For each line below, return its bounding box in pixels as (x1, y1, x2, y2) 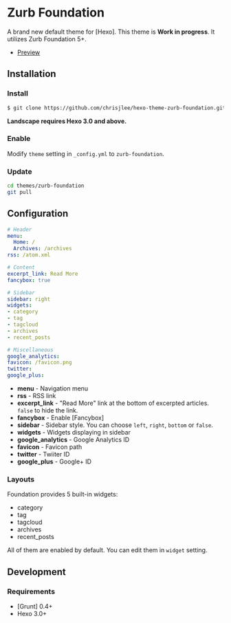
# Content (7, 264, 36, 271)
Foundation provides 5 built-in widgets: (7, 490, 118, 499)
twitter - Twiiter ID (16, 450, 70, 459)
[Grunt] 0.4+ (16, 602, 53, 611)
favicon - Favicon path (16, 443, 82, 451)
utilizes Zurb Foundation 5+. (7, 34, 87, 43)
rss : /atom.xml (7, 252, 51, 259)
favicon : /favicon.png (7, 359, 72, 366)
